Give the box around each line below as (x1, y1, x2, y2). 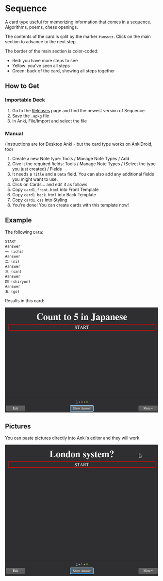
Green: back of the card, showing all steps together (12, 68, 115, 73)
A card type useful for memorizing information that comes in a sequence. (5, 19, 152, 25)
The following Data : (5, 229, 44, 235)
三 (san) (5, 269, 22, 274)
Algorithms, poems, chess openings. (5, 24, 79, 30)
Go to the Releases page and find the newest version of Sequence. (12, 107, 146, 113)
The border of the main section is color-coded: (5, 48, 98, 54)
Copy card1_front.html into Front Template (12, 187, 99, 192)
